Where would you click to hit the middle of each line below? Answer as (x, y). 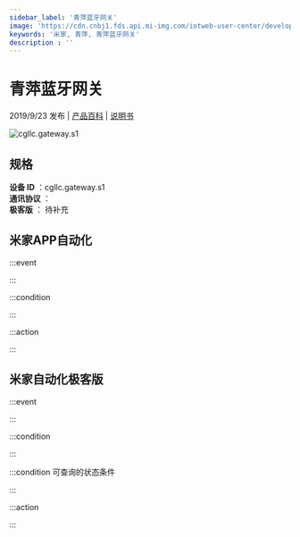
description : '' (42, 42)
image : (21, 26)
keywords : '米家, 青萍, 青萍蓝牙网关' (75, 34)
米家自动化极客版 (56, 379)
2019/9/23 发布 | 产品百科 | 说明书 (71, 116)
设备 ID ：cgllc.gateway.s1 (57, 187)
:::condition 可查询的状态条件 (62, 472)
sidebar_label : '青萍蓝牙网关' (63, 17)
